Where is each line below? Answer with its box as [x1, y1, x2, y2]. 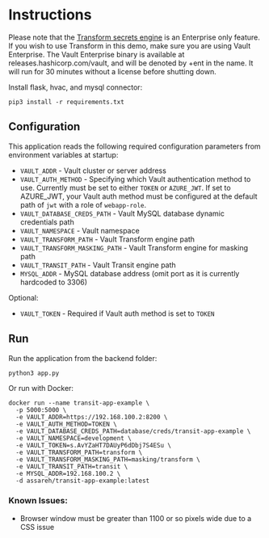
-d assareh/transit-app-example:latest [15, 477, 150, 485]
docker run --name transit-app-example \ [8, 398, 150, 407]
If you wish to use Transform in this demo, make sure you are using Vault [8, 40, 251, 50]
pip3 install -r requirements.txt [8, 98, 125, 106]
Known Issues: [8, 495, 69, 506]
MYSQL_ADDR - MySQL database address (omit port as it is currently [19, 268, 240, 278]
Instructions [8, 6, 92, 24]
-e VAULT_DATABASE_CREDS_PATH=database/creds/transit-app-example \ [15, 427, 251, 435]
